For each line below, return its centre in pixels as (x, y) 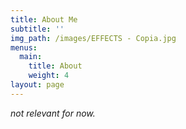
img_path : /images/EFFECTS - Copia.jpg (93, 38)
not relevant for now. (53, 113)
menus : (24, 47)
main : (31, 57)
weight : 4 (49, 76)
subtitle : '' (37, 29)
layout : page (37, 85)
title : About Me (44, 19)
